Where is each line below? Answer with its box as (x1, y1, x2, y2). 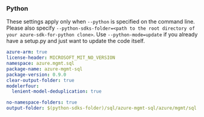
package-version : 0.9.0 (6, 72, 67, 78)
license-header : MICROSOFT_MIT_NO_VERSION (6, 55, 115, 61)
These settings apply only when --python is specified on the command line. (6, 18, 195, 25)
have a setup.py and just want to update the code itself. (6, 38, 145, 45)
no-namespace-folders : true (6, 99, 78, 105)
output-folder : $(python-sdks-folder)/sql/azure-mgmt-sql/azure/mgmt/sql (6, 105, 197, 112)
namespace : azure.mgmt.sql (6, 61, 75, 67)
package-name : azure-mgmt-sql (6, 65, 83, 72)
